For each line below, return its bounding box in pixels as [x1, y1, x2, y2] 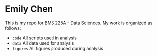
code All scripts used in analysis [12, 35, 77, 41]
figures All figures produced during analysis [12, 45, 103, 51]
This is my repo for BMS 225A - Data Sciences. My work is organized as [5, 20, 153, 26]
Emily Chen [5, 3, 53, 15]
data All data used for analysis [12, 40, 74, 46]
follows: [5, 25, 21, 31]
